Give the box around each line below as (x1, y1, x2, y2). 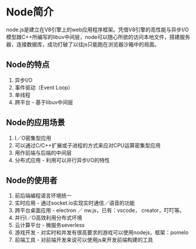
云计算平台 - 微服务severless (14, 222, 85, 229)
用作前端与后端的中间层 (14, 149, 72, 156)
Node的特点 (6, 60, 50, 70)
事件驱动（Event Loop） (14, 84, 74, 91)
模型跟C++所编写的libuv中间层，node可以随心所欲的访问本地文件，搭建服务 (6, 33, 190, 40)
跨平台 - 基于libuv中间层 (14, 99, 74, 106)
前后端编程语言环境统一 (14, 192, 72, 199)
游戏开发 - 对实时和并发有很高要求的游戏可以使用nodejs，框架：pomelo (14, 229, 189, 236)
